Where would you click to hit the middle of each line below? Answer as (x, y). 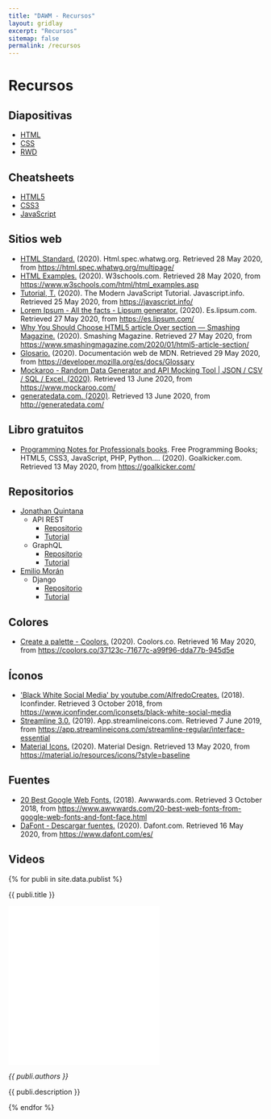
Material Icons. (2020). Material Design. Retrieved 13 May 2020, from (135, 746)
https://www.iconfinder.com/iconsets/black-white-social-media (125, 712)
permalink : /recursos (45, 46)
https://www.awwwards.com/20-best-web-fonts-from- (150, 808)
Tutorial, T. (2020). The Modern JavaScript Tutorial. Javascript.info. (132, 293)
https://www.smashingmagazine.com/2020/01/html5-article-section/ (135, 344)
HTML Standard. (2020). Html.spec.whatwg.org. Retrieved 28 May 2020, (141, 258)
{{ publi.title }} (32, 894)
